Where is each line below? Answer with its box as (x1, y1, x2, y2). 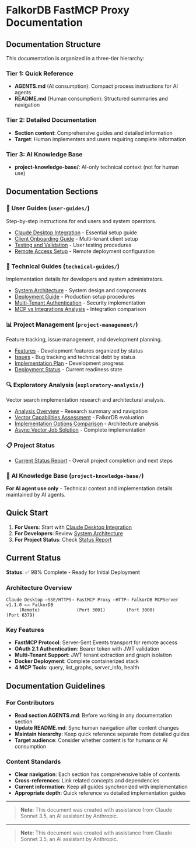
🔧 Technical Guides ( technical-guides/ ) (6, 262, 120, 270)
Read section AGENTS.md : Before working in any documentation (14, 712, 172, 719)
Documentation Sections (6, 187, 99, 197)
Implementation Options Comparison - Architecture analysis (14, 420, 159, 428)
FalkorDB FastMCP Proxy (6, 4, 130, 17)
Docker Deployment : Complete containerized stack (14, 658, 139, 665)
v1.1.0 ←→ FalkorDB (6, 601, 54, 608)
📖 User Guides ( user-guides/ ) (6, 204, 90, 213)
